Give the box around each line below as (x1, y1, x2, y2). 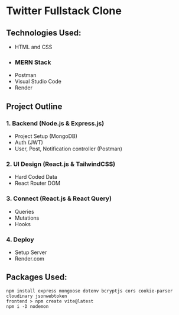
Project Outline (6, 101, 63, 111)
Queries (14, 208, 34, 215)
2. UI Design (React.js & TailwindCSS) (6, 160, 116, 168)
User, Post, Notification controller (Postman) (14, 145, 123, 152)
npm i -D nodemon (6, 303, 49, 309)
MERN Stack (14, 58, 51, 66)
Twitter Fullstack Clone (6, 4, 122, 18)
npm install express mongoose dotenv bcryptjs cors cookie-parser (6, 288, 173, 294)
